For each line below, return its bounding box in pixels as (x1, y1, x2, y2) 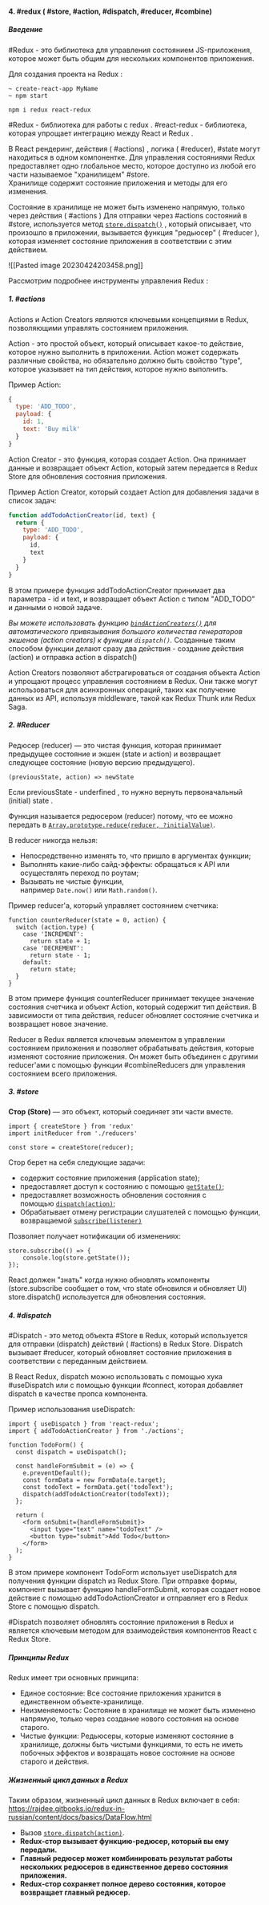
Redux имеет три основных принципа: (8, 1673, 139, 1683)
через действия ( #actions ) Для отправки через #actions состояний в (8, 210, 247, 220)
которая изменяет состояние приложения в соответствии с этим (8, 236, 232, 246)
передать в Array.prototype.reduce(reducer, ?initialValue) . (8, 820, 216, 829)
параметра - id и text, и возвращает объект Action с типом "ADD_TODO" (8, 594, 255, 604)
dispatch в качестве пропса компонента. (8, 1389, 148, 1398)
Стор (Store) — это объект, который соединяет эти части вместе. (8, 1107, 234, 1117)
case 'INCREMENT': (22, 930, 84, 938)
